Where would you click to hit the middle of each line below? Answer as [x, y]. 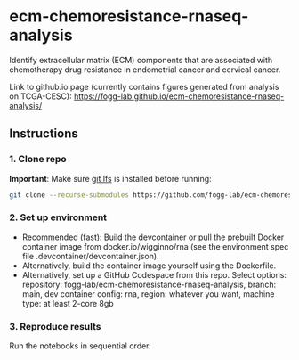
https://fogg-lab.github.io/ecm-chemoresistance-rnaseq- [179, 96]
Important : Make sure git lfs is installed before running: [110, 178]
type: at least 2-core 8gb [68, 303]
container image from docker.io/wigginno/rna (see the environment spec [155, 246]
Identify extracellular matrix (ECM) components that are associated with [141, 60]
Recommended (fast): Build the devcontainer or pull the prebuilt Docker [153, 237]
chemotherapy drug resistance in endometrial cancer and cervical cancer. [145, 70]
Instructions [44, 134]
